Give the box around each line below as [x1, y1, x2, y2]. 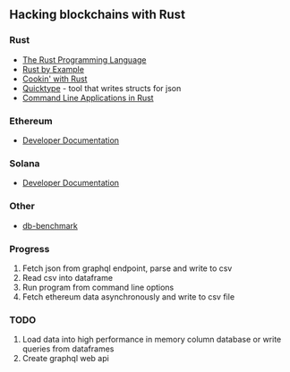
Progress [9, 242, 50, 255]
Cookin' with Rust [21, 73, 88, 84]
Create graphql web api [21, 353, 109, 364]
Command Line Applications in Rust [21, 92, 154, 103]
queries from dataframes [21, 343, 115, 354]
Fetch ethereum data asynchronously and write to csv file [21, 291, 235, 302]
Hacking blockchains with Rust [9, 7, 186, 22]
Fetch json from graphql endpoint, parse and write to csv [21, 263, 233, 274]
